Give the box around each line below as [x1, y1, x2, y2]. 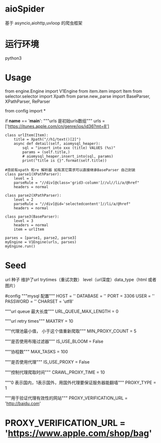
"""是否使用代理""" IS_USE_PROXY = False [5, 359, 90, 364]
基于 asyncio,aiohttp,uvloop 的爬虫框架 [5, 20, 83, 26]
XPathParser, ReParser [5, 98, 51, 104]
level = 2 [14, 197, 34, 202]
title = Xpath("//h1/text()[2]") [14, 137, 81, 142]
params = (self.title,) [22, 149, 70, 155]
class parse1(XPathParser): [5, 172, 62, 176]
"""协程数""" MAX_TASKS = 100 [5, 348, 68, 354]
